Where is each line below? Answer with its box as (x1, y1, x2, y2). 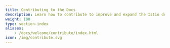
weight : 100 (5, 16, 30, 21)
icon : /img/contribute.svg (5, 35, 62, 40)
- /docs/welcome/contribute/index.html (14, 30, 99, 35)
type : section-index (5, 21, 49, 26)
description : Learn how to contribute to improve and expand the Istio (5, 12, 159, 17)
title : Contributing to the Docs (5, 7, 76, 12)
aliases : (5, 26, 24, 31)
